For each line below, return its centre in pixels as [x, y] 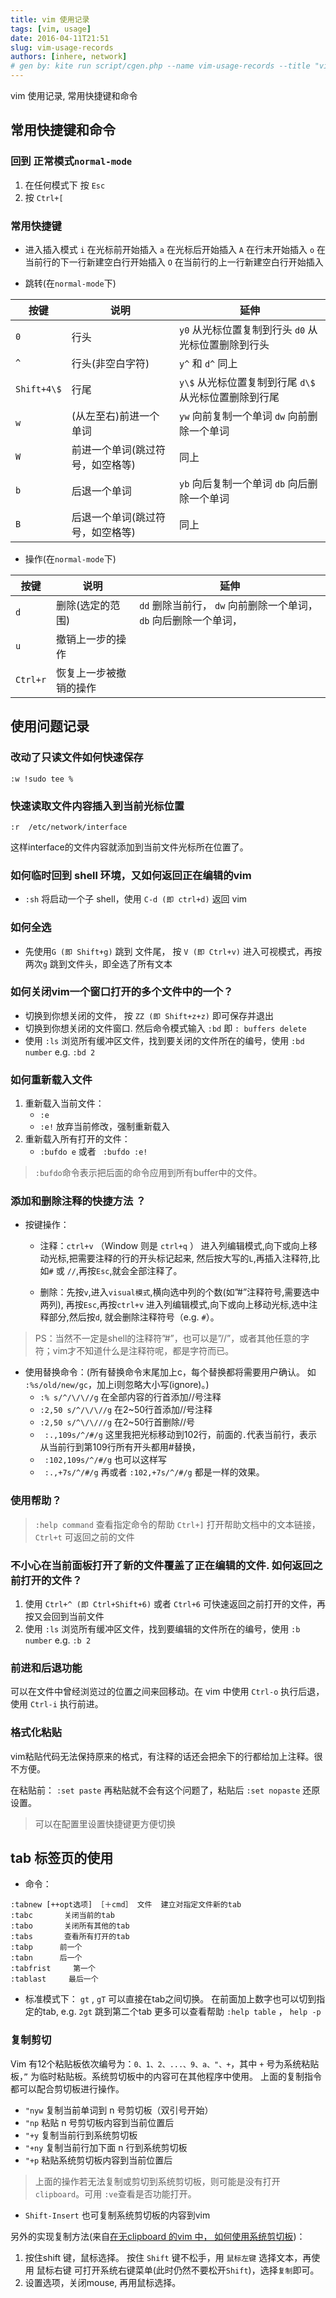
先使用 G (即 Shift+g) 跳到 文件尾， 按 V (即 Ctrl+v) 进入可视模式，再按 [173, 951]
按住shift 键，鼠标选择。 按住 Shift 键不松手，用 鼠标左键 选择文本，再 [168, 2257]
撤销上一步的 [86, 639]
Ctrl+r [31, 679]
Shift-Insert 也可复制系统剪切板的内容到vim [117, 2215]
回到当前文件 [78, 1617]
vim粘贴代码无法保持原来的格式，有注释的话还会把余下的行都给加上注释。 [162, 1756]
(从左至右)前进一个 [115, 416]
